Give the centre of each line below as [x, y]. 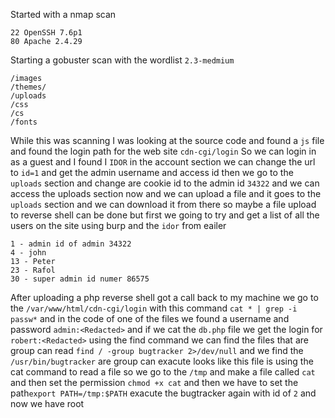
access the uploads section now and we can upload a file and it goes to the [166, 193]
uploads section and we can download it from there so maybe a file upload [163, 204]
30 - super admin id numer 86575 [80, 279]
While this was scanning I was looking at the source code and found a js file [167, 140]
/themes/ [28, 87]
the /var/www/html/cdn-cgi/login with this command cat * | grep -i [154, 308]
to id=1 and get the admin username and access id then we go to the [152, 172]
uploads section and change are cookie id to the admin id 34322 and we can [165, 183]
